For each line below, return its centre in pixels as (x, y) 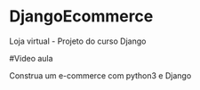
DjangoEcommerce (81, 16)
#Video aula (31, 58)
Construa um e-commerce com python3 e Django (100, 75)
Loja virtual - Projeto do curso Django (78, 41)
